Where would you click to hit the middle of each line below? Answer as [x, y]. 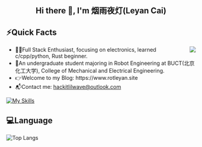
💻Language [29, 120]
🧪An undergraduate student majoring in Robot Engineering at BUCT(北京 [105, 63]
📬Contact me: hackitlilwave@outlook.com [68, 87]
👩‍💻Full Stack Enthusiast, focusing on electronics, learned [85, 50]
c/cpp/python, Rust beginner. [51, 56]
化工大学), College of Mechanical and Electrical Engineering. [90, 71]
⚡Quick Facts [32, 32]
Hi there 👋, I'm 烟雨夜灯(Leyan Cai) [101, 11]
